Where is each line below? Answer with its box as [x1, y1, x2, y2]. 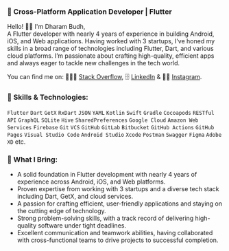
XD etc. [7, 138, 26, 146]
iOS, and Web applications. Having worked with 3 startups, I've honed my [7, 37, 215, 45]
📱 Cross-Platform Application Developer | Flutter [7, 7, 173, 17]
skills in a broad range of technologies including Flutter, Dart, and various [7, 45, 214, 53]
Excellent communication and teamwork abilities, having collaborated [16, 228, 213, 237]
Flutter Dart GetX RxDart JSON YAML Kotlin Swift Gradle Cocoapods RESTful [7, 109, 215, 116]
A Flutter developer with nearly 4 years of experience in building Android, [7, 30, 215, 38]
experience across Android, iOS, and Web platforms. [16, 177, 166, 186]
